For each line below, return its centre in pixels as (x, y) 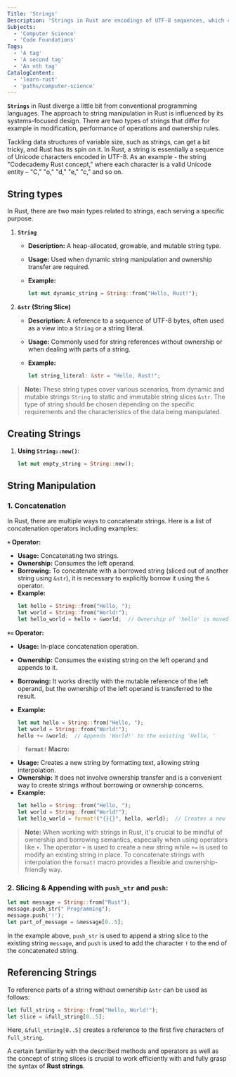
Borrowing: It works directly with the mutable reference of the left (113, 681)
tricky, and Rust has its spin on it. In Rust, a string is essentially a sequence (116, 149)
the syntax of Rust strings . (46, 1066)
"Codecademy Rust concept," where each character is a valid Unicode (110, 164)
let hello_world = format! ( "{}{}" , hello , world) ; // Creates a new (122, 819)
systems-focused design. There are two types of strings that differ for (109, 121)
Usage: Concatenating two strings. (68, 556)
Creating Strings (44, 434)
